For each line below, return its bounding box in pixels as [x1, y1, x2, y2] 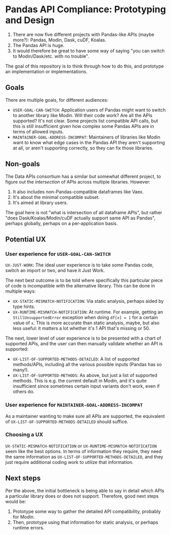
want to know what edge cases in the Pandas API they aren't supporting [12, 139, 165, 145]
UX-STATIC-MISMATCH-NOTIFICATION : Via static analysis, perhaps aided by [12, 298, 164, 304]
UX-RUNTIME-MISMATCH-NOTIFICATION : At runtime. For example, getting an [12, 309, 163, 315]
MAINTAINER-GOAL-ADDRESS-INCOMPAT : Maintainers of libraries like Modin [12, 134, 160, 140]
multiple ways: [5, 288, 36, 295]
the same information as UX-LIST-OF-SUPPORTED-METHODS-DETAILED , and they [5, 454, 163, 460]
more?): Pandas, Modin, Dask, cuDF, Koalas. [12, 37, 106, 43]
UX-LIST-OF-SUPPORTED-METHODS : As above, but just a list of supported [12, 372, 158, 378]
